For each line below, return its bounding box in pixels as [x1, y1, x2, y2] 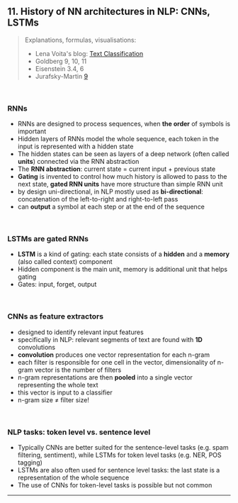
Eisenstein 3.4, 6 [35, 64, 84, 73]
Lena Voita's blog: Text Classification [35, 49, 144, 57]
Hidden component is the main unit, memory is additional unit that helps [17, 265, 228, 274]
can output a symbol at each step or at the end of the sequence [17, 202, 205, 211]
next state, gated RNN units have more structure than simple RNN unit [17, 180, 223, 189]
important [17, 127, 47, 136]
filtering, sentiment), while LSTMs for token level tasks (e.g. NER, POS [17, 451, 222, 459]
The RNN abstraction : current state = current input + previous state [17, 165, 216, 173]
